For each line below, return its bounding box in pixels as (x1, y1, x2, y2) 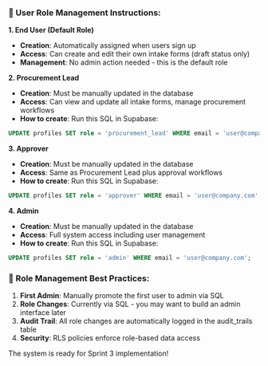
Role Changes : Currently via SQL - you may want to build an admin (19, 299, 241, 309)
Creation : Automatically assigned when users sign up (19, 41, 197, 50)
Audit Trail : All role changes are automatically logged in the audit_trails (19, 317, 253, 326)
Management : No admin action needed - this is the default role (19, 57, 228, 67)
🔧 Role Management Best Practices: (8, 273, 150, 284)
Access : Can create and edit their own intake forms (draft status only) (19, 49, 250, 59)
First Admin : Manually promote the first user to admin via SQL (19, 291, 225, 301)
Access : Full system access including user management (19, 230, 206, 240)
